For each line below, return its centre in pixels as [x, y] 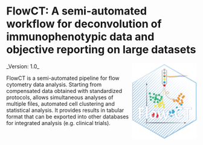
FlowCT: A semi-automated [76, 11]
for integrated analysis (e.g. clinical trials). [58, 123]
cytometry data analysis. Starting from [54, 84]
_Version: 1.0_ [23, 66]
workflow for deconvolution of [84, 24]
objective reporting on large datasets [101, 50]
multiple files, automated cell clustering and [60, 103]
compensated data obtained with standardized [64, 91]
